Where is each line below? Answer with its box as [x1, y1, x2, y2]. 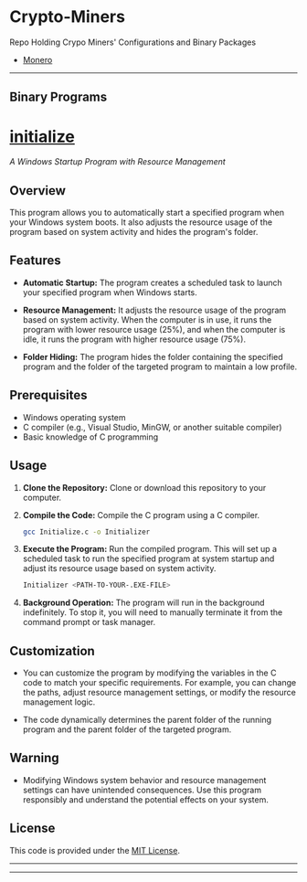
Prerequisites [9, 388, 88, 403]
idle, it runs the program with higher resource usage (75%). [22, 334, 247, 345]
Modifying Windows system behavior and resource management [22, 774, 267, 785]
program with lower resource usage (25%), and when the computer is [22, 324, 286, 335]
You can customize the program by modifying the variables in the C [22, 667, 277, 678]
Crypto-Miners [9, 6, 126, 27]
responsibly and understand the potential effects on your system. [22, 793, 270, 805]
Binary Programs [9, 90, 108, 105]
